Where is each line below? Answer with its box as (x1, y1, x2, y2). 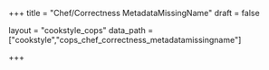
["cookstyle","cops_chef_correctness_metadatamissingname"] (8, 35, 242, 45)
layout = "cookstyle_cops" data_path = (8, 25, 154, 35)
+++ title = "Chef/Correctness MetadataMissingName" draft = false (8, 8, 260, 18)
